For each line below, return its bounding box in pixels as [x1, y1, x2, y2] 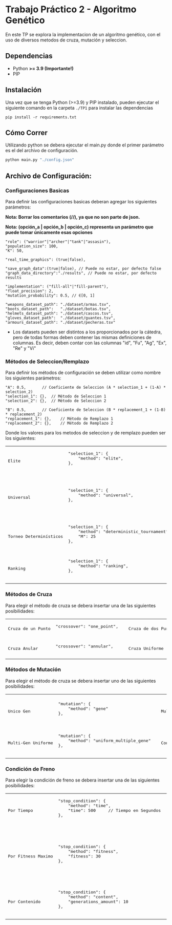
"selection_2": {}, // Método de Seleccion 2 [5, 398, 106, 404]
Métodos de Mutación [5, 666, 61, 673]
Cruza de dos [128, 626, 159, 632]
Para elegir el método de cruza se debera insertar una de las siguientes [5, 602, 156, 608]
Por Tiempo [8, 808, 33, 813]
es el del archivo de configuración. [5, 148, 78, 154]
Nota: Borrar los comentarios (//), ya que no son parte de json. [5, 214, 140, 220]
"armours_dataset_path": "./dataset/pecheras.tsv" [5, 320, 116, 325]
